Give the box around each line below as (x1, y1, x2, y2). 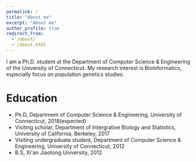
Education (6, 91, 58, 105)
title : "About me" (6, 14, 52, 20)
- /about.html (11, 42, 46, 48)
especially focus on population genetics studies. (6, 71, 125, 78)
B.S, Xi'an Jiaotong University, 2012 (14, 149, 102, 156)
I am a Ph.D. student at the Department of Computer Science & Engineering (6, 58, 191, 65)
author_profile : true (6, 25, 60, 31)
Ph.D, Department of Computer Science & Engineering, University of (14, 111, 182, 118)
